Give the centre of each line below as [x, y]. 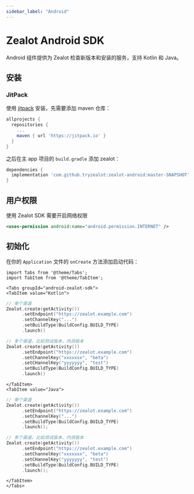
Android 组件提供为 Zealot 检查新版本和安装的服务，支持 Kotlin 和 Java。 [94, 57]
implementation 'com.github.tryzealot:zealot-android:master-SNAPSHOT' [101, 175]
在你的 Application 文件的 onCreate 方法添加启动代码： [72, 261]
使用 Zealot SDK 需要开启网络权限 [47, 215]
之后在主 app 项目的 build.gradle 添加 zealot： [63, 158]
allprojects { [23, 120]
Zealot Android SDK [55, 40]
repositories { [30, 125]
